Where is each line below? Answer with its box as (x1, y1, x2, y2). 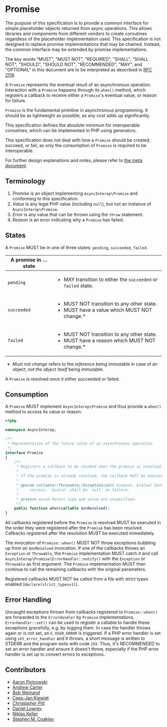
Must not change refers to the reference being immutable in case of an (12, 361, 158, 367)
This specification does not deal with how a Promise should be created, (5, 137, 151, 143)
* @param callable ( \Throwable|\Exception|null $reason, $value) (16, 482, 153, 488)
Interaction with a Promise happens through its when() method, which (5, 87, 146, 93)
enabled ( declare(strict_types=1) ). (5, 582, 79, 587)
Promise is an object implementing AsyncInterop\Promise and (12, 190, 138, 196)
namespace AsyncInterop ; (5, 428, 57, 433)
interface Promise (5, 450, 43, 455)
